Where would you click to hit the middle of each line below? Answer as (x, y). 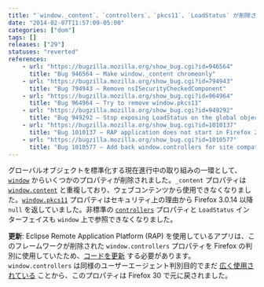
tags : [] (22, 37)
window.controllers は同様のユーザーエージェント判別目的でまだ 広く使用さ (131, 266)
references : (27, 60)
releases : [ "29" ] (37, 45)
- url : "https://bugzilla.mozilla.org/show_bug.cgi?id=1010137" (130, 125)
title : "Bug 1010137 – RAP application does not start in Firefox (140, 132)
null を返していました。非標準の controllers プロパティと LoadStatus (121, 210)
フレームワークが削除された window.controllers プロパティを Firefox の (130, 246)
